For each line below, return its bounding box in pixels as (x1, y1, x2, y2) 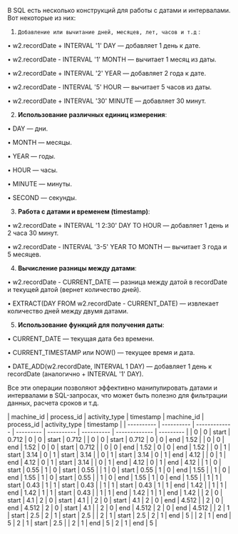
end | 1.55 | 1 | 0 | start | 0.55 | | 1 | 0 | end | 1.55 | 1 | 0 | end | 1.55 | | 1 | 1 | (7, 473, 222, 481)
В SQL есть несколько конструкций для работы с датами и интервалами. (7, 6, 231, 14)
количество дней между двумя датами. (7, 307, 129, 315)
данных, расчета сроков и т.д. (7, 399, 100, 407)
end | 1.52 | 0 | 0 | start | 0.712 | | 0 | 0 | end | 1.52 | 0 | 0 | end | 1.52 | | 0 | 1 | (7, 443, 230, 451)
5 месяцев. (7, 250, 41, 258)
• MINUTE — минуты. (7, 180, 73, 188)
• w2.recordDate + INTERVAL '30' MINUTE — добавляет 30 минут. (7, 96, 207, 105)
